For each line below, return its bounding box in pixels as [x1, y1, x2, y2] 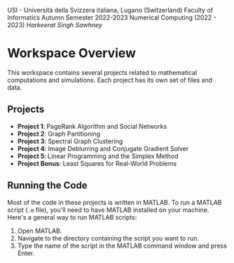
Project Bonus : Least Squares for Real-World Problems [17, 159, 177, 167]
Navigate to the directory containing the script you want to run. [17, 234, 200, 242]
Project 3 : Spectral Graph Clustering [17, 136, 123, 145]
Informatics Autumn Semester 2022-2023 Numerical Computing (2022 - [7, 13, 216, 22]
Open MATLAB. [17, 227, 62, 235]
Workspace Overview [7, 45, 137, 62]
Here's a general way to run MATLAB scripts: [7, 213, 137, 221]
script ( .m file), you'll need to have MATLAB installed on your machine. [7, 206, 209, 214]
